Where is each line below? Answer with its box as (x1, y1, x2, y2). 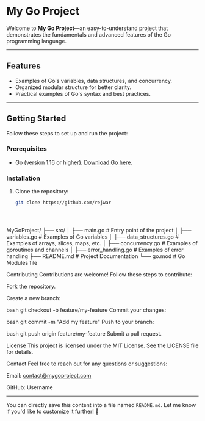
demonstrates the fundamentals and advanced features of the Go (6, 31, 171, 38)
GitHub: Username (6, 384, 53, 391)
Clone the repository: (15, 188, 69, 195)
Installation (6, 174, 41, 182)
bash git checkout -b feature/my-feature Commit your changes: (6, 306, 167, 314)
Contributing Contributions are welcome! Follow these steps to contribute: (6, 271, 192, 278)
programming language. (6, 37, 67, 45)
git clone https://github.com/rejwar (15, 200, 112, 206)
